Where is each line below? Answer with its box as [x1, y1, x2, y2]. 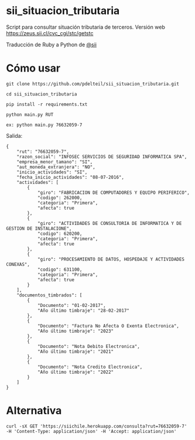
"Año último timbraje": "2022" [37, 369, 114, 375]
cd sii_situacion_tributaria [6, 91, 77, 97]
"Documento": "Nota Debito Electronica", [37, 343, 141, 349]
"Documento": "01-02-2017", [37, 302, 107, 308]
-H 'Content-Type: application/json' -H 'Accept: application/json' [6, 428, 177, 434]
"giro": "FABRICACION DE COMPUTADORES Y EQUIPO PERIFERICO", [37, 189, 190, 196]
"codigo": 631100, [37, 267, 83, 272]
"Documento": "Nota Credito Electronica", [37, 364, 143, 370]
